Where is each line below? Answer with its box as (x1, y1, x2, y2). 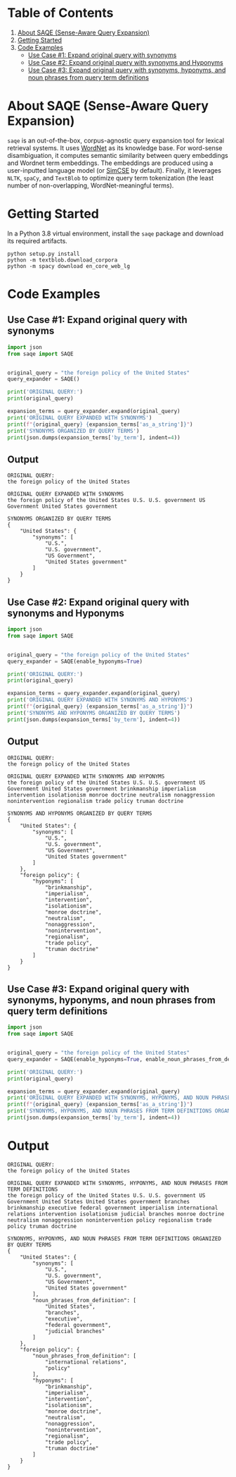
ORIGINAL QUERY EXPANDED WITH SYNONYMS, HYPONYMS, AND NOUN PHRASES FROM (7, 1179, 228, 1187)
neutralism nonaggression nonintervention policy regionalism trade (7, 1216, 212, 1224)
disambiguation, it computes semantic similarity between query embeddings (7, 151, 228, 159)
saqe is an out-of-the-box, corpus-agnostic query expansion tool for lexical (7, 136, 225, 145)
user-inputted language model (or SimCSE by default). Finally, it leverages (7, 166, 221, 174)
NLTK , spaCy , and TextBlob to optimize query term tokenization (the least (7, 173, 214, 182)
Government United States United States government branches (7, 1198, 190, 1205)
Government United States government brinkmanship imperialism (7, 785, 197, 792)
